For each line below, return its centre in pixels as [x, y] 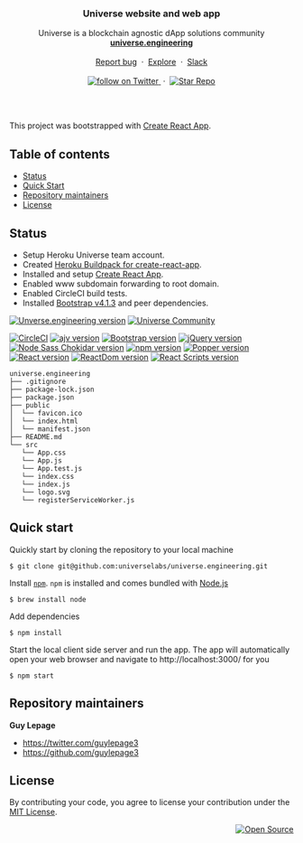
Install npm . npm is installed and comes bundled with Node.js [119, 583]
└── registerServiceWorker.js [78, 500]
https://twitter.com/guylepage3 [80, 743]
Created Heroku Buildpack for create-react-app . [112, 264]
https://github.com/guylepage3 [81, 752]
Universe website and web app [151, 14]
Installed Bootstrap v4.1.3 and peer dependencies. [115, 303]
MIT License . [33, 812]
